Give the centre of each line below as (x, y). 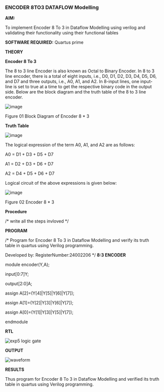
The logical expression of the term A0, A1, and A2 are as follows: (70, 145)
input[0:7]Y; (17, 274)
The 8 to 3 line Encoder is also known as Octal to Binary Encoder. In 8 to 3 (80, 71)
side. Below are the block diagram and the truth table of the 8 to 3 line (76, 92)
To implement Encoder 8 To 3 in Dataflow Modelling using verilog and (75, 28)
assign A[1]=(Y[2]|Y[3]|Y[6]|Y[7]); (39, 303)
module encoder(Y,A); (27, 264)
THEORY (14, 52)
